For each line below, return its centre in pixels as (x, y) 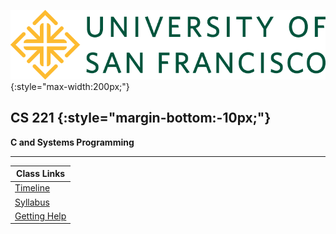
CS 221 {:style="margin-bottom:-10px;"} (141, 118)
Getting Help (40, 216)
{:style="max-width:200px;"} (70, 86)
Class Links (41, 174)
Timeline (32, 188)
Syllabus (32, 202)
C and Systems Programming (72, 142)
